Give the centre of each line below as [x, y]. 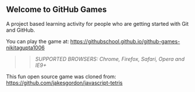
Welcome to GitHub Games [56, 10]
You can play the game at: [38, 41]
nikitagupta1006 [26, 47]
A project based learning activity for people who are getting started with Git [97, 23]
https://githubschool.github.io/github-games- [125, 41]
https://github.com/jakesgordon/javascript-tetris [65, 83]
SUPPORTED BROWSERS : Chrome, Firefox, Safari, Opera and [110, 59]
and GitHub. [21, 30]
